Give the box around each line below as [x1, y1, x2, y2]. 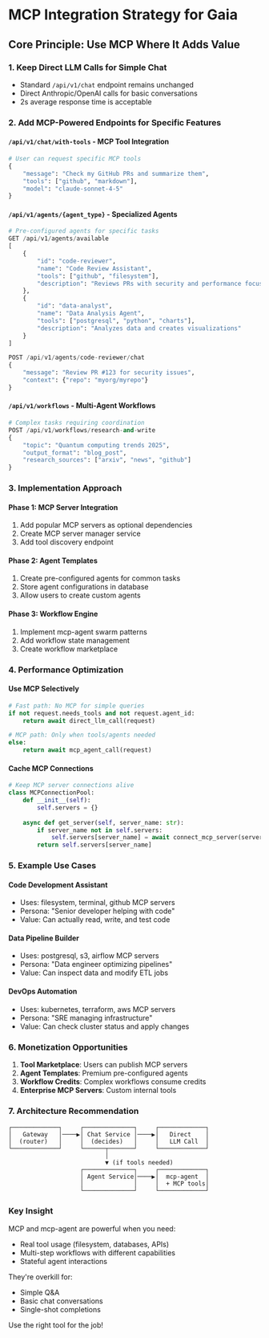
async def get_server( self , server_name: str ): [22, 818, 184, 826]
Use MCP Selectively [8, 684, 80, 694]
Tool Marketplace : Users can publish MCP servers [19, 1059, 188, 1069]
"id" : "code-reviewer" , [37, 257, 116, 265]
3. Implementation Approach [8, 483, 122, 494]
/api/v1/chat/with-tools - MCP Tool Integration [8, 137, 170, 146]
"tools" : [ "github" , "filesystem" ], [37, 271, 159, 280]
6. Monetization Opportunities [8, 1042, 128, 1053]
